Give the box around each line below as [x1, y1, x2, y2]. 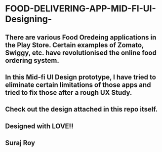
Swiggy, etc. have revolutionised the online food [5, 48, 157, 57]
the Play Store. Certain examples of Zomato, [5, 40, 144, 49]
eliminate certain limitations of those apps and [5, 80, 151, 89]
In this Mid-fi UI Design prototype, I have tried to [5, 73, 157, 81]
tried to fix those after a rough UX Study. [5, 88, 132, 97]
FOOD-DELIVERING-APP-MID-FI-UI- [5, 3, 157, 14]
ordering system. [5, 56, 59, 65]
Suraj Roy [5, 139, 36, 147]
